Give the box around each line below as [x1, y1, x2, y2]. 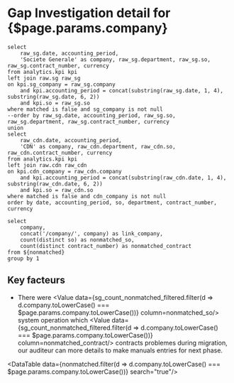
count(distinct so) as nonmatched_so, [20, 236, 135, 243]
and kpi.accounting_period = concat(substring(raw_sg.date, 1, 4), [20, 87, 223, 94]
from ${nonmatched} [7, 249, 65, 256]
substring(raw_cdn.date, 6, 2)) [7, 180, 103, 188]
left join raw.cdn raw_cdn [7, 161, 87, 168]
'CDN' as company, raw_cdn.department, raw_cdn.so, [20, 143, 176, 150]
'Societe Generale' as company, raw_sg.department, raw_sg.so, [20, 55, 211, 63]
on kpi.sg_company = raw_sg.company [7, 80, 116, 88]
